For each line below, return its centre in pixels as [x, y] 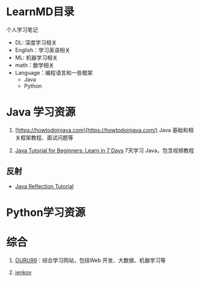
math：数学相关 [34, 65]
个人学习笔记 [22, 30]
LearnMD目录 [40, 12]
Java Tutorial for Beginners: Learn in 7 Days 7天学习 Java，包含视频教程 [105, 150]
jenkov [23, 272]
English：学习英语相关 [42, 50]
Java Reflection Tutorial [44, 186]
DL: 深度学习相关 [36, 42]
